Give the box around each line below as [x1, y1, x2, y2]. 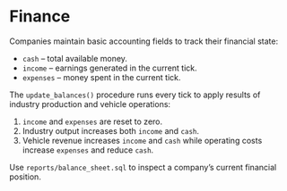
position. [9, 171, 42, 182]
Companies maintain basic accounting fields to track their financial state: [9, 36, 279, 46]
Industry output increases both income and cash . [22, 125, 200, 136]
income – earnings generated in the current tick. [22, 62, 197, 73]
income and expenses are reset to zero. [22, 116, 163, 127]
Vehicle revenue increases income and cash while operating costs [22, 135, 263, 145]
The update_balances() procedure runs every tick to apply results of [9, 89, 261, 100]
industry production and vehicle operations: [9, 98, 171, 109]
